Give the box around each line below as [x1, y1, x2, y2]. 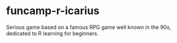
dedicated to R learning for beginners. [6, 29, 99, 37]
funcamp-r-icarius [6, 4, 99, 18]
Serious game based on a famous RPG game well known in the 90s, [6, 24, 172, 31]
